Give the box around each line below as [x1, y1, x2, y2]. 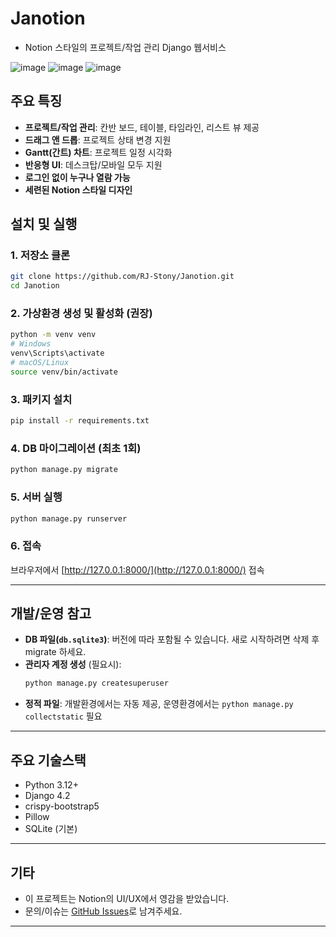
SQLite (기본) [24, 823, 78, 835]
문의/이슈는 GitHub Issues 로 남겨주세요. [24, 905, 183, 917]
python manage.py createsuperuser [24, 678, 169, 689]
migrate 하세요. [24, 646, 87, 658]
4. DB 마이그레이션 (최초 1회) [10, 441, 142, 455]
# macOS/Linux [10, 358, 70, 368]
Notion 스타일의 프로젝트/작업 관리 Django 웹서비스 [24, 41, 227, 53]
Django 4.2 [24, 790, 71, 802]
